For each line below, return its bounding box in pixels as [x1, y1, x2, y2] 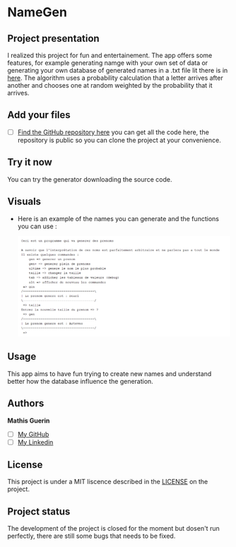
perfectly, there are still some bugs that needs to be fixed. [7, 531, 176, 541]
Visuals [7, 196, 41, 208]
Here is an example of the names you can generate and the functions [17, 214, 219, 223]
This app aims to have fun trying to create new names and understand [7, 369, 212, 378]
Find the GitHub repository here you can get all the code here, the [17, 128, 210, 136]
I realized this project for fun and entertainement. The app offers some [7, 51, 213, 59]
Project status [7, 505, 71, 517]
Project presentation [7, 33, 100, 45]
